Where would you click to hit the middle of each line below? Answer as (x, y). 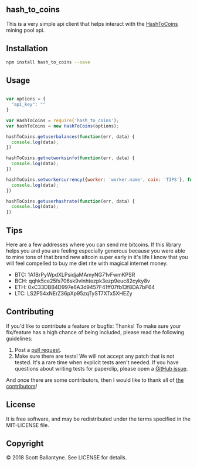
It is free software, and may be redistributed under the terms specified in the (98, 419)
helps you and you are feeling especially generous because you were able (96, 251)
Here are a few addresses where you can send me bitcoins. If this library (94, 244)
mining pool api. (26, 30)
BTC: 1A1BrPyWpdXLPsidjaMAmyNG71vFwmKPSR (75, 275)
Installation (27, 48)
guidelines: (19, 338)
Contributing (30, 312)
